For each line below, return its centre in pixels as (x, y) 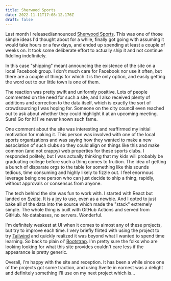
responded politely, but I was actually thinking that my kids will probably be (84, 156)
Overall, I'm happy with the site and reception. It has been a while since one (85, 262)
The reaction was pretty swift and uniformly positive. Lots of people (77, 92)
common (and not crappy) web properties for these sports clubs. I (75, 151)
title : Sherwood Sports (31, 10)
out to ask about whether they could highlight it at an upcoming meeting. (82, 114)
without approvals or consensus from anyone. (54, 183)
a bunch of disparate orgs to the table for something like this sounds (77, 167)
